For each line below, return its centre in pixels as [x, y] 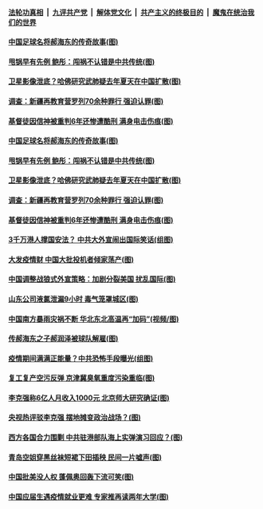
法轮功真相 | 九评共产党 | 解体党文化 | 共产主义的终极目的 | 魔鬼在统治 [128, 12]
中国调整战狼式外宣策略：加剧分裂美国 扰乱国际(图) [92, 279]
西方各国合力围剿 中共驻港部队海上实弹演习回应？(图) [96, 437]
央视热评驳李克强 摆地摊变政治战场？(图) [75, 418]
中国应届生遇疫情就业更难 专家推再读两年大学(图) [88, 496]
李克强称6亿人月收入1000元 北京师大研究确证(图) [89, 398]
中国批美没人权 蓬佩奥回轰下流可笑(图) [71, 477]
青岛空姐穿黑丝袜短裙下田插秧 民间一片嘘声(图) [85, 457]
